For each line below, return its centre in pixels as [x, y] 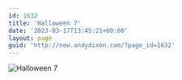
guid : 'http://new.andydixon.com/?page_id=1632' [92, 46]
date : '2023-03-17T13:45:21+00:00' [68, 30]
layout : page [30, 38]
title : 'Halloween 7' [45, 23]
